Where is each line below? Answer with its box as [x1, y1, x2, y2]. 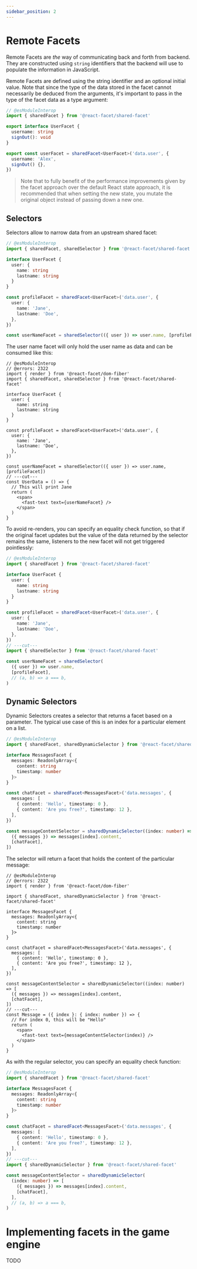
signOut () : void [11, 135, 51, 141]
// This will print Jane [11, 484, 72, 490]
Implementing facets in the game [6, 1225, 170, 1238]
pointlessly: [6, 544, 34, 551]
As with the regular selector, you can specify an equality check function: [6, 1058, 181, 1065]
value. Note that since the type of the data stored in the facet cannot [6, 84, 172, 91]
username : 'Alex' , [11, 156, 57, 162]
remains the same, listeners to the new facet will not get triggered [6, 538, 165, 545]
